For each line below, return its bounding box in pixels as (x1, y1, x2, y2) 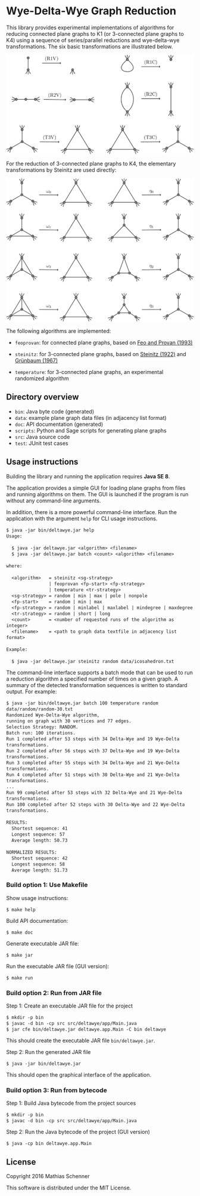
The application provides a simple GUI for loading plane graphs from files (6, 484, 186, 492)
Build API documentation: (6, 917, 68, 924)
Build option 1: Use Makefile (6, 881, 88, 889)
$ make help (6, 907, 36, 913)
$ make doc (6, 929, 33, 935)
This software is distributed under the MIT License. (6, 1184, 132, 1191)
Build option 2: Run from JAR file (6, 988, 102, 997)
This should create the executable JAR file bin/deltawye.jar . (6, 1037, 156, 1044)
